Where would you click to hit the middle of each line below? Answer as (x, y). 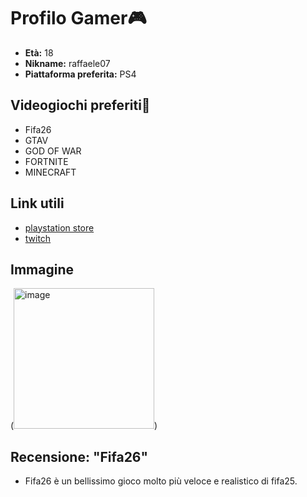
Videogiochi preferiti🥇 (80, 105)
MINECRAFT (50, 172)
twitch (38, 238)
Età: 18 (39, 52)
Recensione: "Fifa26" (79, 456)
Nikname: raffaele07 (67, 63)
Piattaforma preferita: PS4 (80, 74)
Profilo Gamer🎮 (78, 18)
